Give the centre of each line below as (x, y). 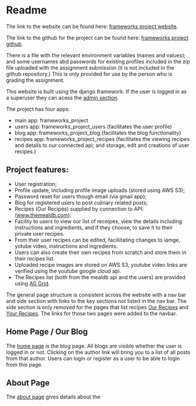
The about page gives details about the (53, 397)
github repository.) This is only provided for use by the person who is (89, 74)
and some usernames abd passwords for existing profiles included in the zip (98, 61)
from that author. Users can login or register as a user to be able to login (93, 358)
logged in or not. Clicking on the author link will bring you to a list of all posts (98, 352)
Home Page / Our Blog (47, 332)
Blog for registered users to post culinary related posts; (81, 202)
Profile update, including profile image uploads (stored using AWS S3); (100, 190)
